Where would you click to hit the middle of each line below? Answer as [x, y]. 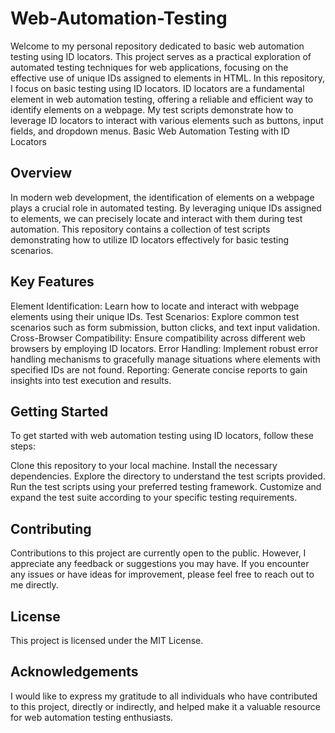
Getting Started [59, 411]
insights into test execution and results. [91, 380]
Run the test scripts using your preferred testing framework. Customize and [166, 487]
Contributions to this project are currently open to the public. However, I [158, 553]
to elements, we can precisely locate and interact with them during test [156, 218]
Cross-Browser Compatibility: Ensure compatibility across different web [158, 338]
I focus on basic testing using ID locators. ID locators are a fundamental [157, 88]
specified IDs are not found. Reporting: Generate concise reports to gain [159, 369]
